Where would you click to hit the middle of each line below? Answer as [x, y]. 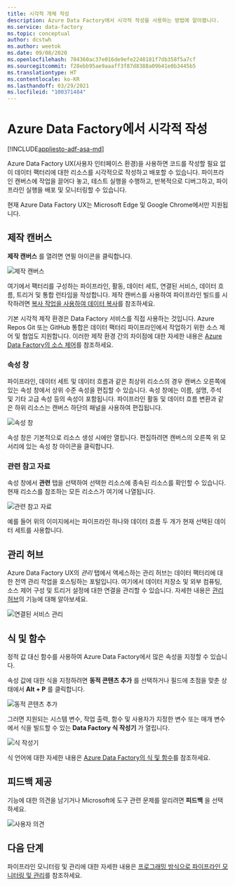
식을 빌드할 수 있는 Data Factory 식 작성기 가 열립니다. [95, 728]
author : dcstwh [29, 40]
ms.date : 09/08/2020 [38, 53]
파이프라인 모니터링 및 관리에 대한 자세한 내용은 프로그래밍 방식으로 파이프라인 [114, 866]
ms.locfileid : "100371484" [47, 92]
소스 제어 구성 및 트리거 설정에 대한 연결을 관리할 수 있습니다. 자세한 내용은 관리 [116, 590]
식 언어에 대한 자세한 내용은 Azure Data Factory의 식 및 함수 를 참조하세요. [109, 758]
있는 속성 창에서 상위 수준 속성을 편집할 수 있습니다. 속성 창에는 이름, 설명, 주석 [115, 390]
